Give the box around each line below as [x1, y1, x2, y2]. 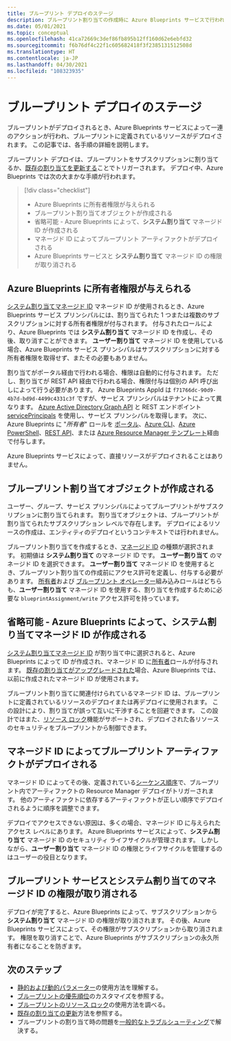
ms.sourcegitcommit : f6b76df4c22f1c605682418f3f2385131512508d [7, 42, 192, 49]
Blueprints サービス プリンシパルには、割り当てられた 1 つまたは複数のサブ [7, 311, 220, 319]
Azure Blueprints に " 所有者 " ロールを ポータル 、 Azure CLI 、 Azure [7, 420, 196, 429]
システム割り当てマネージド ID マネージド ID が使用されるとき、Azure [7, 302, 205, 310]
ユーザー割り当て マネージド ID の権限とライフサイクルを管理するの [31, 844, 223, 852]
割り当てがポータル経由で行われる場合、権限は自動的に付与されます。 [7, 369, 205, 377]
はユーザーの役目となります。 [7, 852, 91, 861]
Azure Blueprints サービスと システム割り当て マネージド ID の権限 [34, 252, 222, 260]
